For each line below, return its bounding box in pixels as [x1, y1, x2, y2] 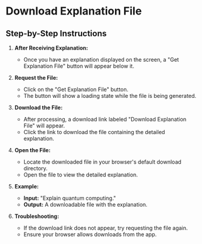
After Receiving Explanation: [14, 44, 88, 51]
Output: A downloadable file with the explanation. [23, 201, 148, 208]
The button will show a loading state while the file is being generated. [23, 92, 197, 99]
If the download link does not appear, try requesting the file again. [23, 225, 188, 231]
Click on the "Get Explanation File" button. [23, 86, 129, 93]
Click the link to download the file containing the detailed [23, 129, 166, 135]
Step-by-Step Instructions [5, 28, 107, 39]
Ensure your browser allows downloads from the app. [23, 231, 157, 238]
